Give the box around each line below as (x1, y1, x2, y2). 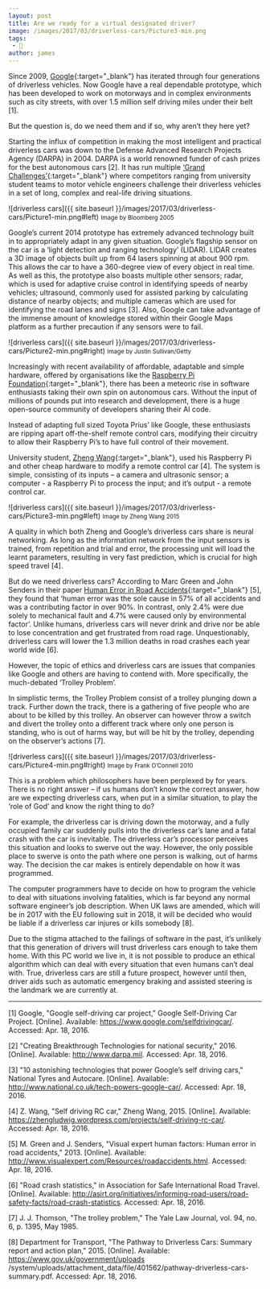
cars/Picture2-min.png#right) (8, 346, 106, 355)
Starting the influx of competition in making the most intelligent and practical (8, 137, 262, 146)
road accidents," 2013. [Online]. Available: (8, 1148, 147, 1157)
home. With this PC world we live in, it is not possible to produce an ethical (8, 951, 256, 961)
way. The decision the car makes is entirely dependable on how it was (8, 860, 241, 870)
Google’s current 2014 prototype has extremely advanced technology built (8, 228, 255, 238)
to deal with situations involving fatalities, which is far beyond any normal (8, 893, 251, 902)
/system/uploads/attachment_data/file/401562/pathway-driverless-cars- (8, 1263, 249, 1272)
